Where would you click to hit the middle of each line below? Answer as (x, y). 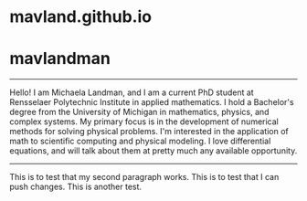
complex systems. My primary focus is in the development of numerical (144, 122)
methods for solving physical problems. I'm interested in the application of (149, 132)
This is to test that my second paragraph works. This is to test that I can (144, 177)
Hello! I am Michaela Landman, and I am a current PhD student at (132, 92)
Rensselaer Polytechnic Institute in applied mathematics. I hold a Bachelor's (152, 102)
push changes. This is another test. (76, 187)
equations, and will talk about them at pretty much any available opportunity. (153, 151)
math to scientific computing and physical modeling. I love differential (140, 141)
